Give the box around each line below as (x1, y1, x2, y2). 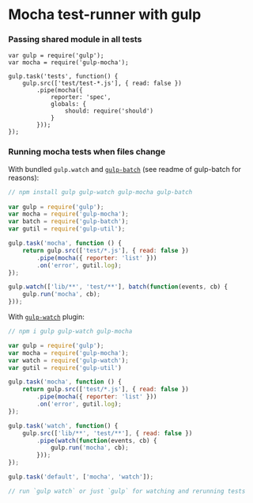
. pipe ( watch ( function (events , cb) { (36, 436, 157, 444)
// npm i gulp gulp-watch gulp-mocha (8, 327, 133, 336)
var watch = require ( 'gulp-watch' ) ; (8, 356, 129, 364)
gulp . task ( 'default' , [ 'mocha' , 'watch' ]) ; (8, 473, 154, 481)
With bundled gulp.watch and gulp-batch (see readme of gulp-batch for (8, 164, 241, 173)
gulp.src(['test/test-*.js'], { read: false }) (22, 79, 182, 88)
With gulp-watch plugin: (8, 312, 85, 322)
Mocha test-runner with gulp (8, 6, 202, 24)
